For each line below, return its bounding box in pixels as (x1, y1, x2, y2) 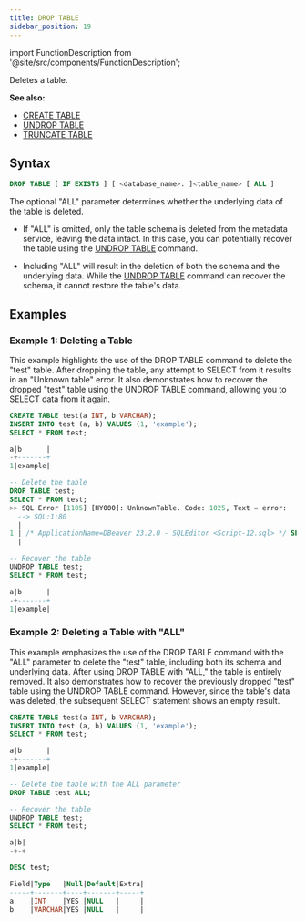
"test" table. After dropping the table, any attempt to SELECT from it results (9, 364, 291, 375)
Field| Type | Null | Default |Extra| (9, 879, 145, 888)
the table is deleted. (9, 206, 84, 217)
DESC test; (9, 864, 51, 873)
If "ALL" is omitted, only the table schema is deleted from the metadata (22, 224, 289, 235)
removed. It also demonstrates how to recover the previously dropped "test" (9, 676, 296, 686)
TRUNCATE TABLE (22, 129, 93, 140)
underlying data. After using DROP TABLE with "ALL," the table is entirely (9, 665, 282, 676)
